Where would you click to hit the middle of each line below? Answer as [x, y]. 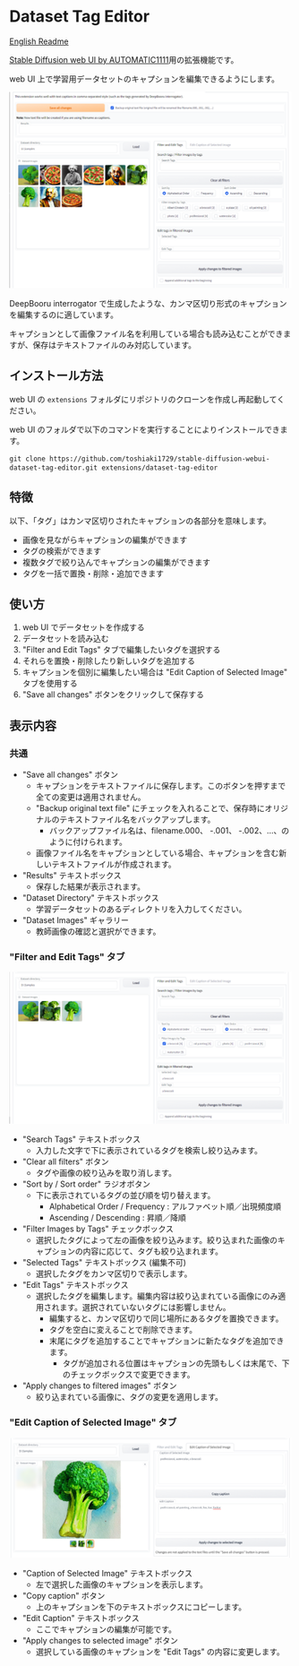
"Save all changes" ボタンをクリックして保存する [113, 695]
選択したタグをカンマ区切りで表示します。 [114, 1273]
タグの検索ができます [61, 551]
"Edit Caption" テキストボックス [81, 1618]
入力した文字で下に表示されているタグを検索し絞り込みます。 [149, 1151]
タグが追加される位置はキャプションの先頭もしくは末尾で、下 [176, 1363]
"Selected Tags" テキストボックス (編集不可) [104, 1263]
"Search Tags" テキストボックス [81, 1139]
